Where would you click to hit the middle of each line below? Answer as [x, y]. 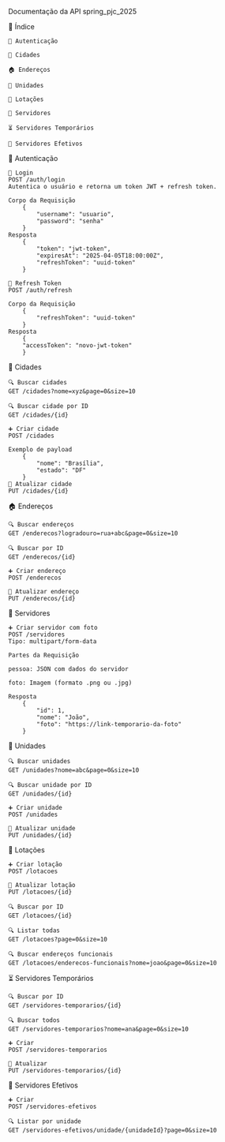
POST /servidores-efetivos [52, 1106]
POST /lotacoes [33, 871]
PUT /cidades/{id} [38, 491]
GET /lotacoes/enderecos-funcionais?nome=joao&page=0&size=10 [112, 963]
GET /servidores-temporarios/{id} [65, 1005]
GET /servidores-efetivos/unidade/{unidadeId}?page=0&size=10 [112, 1130]
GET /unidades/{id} [40, 794]
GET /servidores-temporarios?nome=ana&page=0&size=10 [99, 1029]
